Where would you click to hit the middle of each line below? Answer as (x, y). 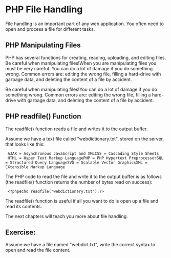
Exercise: (20, 232)
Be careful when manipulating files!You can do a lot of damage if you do (81, 89)
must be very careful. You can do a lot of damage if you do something (79, 68)
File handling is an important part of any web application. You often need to (84, 24)
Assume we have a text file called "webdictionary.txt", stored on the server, (84, 138)
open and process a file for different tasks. (50, 29)
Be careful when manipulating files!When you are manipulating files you (81, 63)
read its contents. (24, 206)
